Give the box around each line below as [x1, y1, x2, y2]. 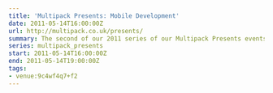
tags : [8, 65, 27, 73]
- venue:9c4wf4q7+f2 [8, 72, 79, 80]
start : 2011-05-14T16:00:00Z [8, 49, 107, 57]
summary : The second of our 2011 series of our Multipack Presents [8, 34, 242, 43]
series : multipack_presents [8, 42, 104, 50]
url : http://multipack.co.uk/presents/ [8, 27, 144, 35]
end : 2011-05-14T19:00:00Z [8, 57, 100, 66]
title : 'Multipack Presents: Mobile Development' [8, 11, 180, 20]
